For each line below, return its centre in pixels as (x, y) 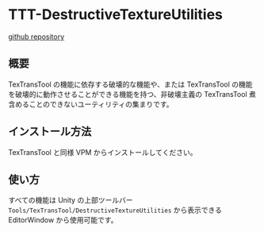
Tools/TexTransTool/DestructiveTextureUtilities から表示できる (115, 210)
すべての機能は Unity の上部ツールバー (71, 200)
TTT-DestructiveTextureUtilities (116, 15)
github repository (36, 37)
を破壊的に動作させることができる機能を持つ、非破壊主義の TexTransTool (128, 94)
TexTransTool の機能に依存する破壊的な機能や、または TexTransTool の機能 (130, 84)
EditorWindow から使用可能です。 (63, 220)
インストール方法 (50, 131)
